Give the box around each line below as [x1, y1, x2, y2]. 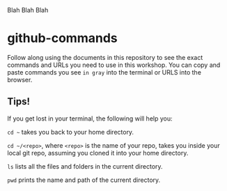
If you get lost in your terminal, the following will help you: [7, 114, 173, 123]
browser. [7, 75, 33, 84]
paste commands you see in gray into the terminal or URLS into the [7, 68, 202, 76]
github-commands [7, 31, 118, 46]
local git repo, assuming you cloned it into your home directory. [7, 148, 189, 157]
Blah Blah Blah [7, 6, 49, 14]
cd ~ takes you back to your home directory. [7, 128, 134, 136]
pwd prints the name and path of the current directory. [7, 176, 161, 184]
